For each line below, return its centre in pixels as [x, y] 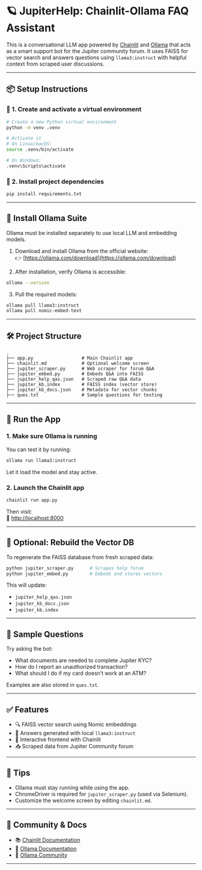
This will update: [26, 585]
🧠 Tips [18, 773]
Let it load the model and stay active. [52, 472]
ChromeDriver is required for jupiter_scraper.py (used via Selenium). [101, 794]
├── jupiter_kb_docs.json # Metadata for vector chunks [82, 390]
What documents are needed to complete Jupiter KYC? [83, 660]
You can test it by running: [39, 449]
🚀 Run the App [34, 419]
